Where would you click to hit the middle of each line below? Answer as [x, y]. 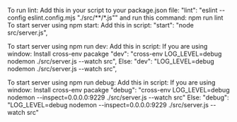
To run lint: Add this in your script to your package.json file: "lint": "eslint [112, 10]
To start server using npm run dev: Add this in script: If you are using [108, 46]
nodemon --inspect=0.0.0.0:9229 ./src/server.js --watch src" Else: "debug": [118, 97]
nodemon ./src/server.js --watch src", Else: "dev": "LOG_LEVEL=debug [111, 61]
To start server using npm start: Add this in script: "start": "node [101, 25]
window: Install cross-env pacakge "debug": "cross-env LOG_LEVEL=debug [118, 90]
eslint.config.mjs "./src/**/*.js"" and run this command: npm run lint [125, 18]
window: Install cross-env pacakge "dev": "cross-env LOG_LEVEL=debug [115, 54]
